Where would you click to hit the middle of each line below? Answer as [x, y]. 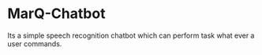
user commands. [35, 43]
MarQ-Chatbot [56, 14]
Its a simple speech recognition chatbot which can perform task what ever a [131, 35]
